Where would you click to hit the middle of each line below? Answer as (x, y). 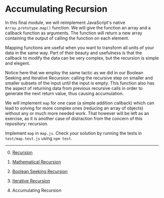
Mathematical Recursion (36, 162)
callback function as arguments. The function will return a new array (74, 33)
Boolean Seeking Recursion (40, 171)
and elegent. (18, 63)
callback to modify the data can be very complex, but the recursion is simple (82, 58)
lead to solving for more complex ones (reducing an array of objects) (74, 108)
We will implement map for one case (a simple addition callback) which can (80, 103)
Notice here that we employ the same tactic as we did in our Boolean (74, 72)
